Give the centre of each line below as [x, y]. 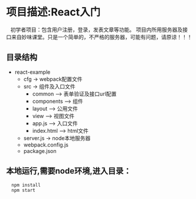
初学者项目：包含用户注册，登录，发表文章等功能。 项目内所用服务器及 [97, 30]
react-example [32, 72]
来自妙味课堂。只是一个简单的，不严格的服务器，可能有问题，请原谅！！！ [102, 37]
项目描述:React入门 [53, 12]
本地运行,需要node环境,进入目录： [69, 171]
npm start [23, 190]
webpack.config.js [46, 145]
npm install [26, 185]
